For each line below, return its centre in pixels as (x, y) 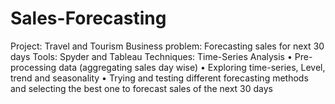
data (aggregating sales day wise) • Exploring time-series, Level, (192, 67)
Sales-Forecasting (88, 18)
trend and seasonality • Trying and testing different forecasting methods (159, 78)
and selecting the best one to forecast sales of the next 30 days (141, 88)
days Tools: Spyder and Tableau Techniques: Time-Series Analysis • (151, 56)
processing (33, 67)
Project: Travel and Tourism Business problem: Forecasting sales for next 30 (167, 46)
